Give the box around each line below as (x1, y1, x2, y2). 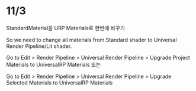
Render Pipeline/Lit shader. (6, 43, 72, 50)
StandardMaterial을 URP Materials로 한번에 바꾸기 (6, 24, 126, 31)
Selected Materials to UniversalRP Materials (6, 79, 113, 86)
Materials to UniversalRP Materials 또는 (6, 61, 101, 68)
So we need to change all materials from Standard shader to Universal (6, 36, 177, 43)
